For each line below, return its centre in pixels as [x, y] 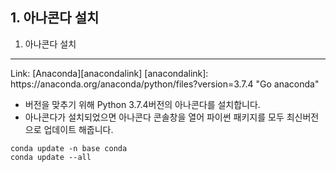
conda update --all [51, 157]
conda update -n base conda [69, 148]
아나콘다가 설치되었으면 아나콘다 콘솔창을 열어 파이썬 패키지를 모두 [154, 117]
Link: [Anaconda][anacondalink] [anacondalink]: [109, 73]
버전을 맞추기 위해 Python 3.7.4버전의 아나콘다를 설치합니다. [142, 104]
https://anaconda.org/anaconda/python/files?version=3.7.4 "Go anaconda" [165, 84]
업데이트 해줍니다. [78, 129]
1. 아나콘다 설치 [55, 18]
